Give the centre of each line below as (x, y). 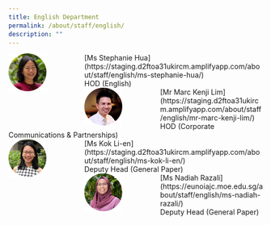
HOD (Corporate (188, 127)
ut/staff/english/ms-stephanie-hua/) (144, 75)
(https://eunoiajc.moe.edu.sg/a (212, 186)
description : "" (36, 34)
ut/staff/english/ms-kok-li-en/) (135, 160)
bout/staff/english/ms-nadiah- (211, 195)
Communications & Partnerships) (64, 135)
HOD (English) (108, 84)
